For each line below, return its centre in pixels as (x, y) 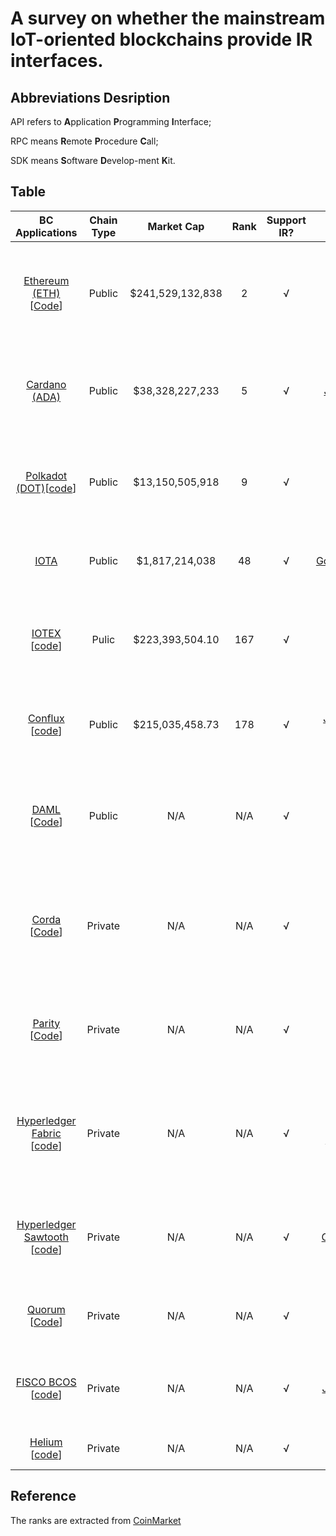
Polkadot (46, 475)
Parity (46, 1023)
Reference (43, 1496)
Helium (46, 1442)
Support (286, 220)
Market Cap (176, 226)
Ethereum (46, 280)
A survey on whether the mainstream (168, 18)
